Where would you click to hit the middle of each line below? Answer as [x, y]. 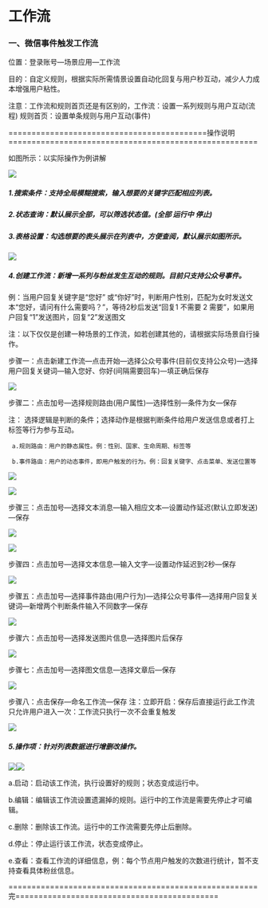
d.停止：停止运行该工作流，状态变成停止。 [78, 844]
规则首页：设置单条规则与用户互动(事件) [85, 116]
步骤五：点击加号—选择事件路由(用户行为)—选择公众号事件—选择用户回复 [130, 596]
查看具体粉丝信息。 [46, 871]
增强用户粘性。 [39, 89]
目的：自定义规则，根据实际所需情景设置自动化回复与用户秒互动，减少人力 [130, 79]
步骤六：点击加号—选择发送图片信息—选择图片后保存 [96, 638]
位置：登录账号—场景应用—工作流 [64, 62]
